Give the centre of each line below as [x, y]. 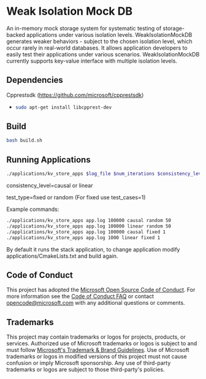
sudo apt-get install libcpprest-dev [63, 107]
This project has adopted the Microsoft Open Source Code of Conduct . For [101, 290]
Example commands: [33, 209]
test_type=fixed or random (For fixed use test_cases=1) [76, 197]
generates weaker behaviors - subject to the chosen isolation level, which [99, 41]
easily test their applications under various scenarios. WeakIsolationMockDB [103, 54]
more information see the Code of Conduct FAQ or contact [80, 296]
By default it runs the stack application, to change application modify [93, 249]
